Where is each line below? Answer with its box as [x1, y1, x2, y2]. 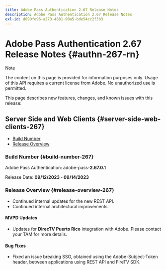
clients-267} [5, 123, 45, 131]
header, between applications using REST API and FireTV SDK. [12, 259, 141, 265]
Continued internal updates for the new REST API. [12, 198, 114, 204]
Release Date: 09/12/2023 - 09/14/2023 [5, 174, 89, 180]
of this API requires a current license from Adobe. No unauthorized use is [5, 80, 156, 86]
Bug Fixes [5, 243, 26, 249]
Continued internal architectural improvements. [12, 203, 109, 209]
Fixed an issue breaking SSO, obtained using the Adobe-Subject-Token [12, 254, 158, 260]
